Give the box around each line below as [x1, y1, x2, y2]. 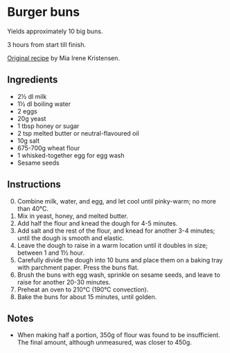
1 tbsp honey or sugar [17, 122, 80, 130]
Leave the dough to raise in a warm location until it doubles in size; [17, 241, 208, 249]
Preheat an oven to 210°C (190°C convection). [17, 285, 149, 293]
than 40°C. [17, 204, 49, 212]
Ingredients [7, 74, 58, 86]
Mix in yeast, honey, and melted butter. [17, 212, 129, 220]
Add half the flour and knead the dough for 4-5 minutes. [17, 219, 178, 227]
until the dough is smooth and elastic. [17, 233, 125, 242]
